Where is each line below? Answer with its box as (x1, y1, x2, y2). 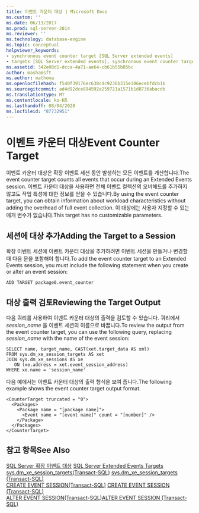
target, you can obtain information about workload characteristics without (6, 197, 186, 204)
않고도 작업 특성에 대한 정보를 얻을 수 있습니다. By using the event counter (6, 190, 179, 198)
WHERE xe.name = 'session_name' (6, 367, 86, 373)
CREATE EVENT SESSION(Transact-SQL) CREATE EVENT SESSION (6, 481, 170, 489)
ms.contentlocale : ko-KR (6, 97, 68, 103)
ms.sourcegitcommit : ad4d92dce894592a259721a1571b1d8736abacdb (6, 86, 166, 92)
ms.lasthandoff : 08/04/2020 (6, 102, 76, 109)
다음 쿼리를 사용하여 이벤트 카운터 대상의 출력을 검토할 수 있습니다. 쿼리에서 (6, 314, 180, 321)
